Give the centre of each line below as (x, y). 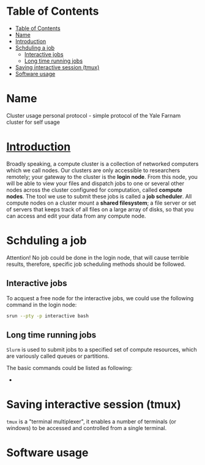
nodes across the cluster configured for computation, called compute (94, 190)
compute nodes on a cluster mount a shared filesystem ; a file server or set (101, 203)
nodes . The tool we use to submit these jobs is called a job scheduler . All (99, 196)
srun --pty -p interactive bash (47, 316)
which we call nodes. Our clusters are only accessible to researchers (93, 170)
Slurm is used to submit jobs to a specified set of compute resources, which (102, 350)
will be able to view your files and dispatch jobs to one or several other (95, 183)
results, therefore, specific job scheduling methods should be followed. (96, 264)
